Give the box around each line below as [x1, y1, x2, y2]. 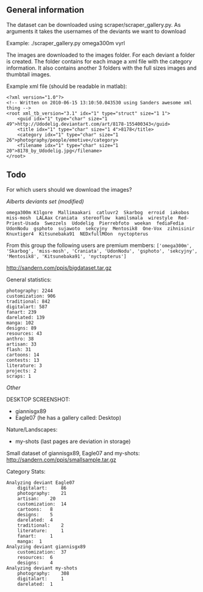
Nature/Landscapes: [6, 425, 58, 433]
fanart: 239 [6, 309, 37, 315]
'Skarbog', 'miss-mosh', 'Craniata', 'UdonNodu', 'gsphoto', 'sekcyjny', [6, 248, 198, 254]
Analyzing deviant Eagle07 [6, 479, 75, 486]
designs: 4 [17, 560, 53, 566]
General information [6, 5, 84, 15]
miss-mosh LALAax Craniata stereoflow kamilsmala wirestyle [6, 215, 173, 221]
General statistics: [6, 276, 52, 283]
